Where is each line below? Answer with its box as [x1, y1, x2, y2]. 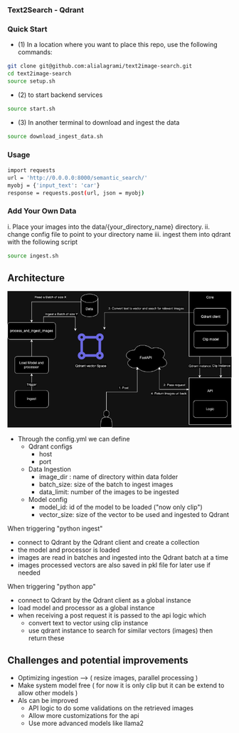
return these [28, 633, 65, 642]
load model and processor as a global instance [17, 603, 155, 612]
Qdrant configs [28, 442, 73, 451]
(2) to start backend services [17, 91, 103, 99]
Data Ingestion [28, 465, 71, 473]
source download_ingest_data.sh [7, 133, 103, 140]
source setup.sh [7, 77, 55, 85]
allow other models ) [17, 688, 78, 697]
